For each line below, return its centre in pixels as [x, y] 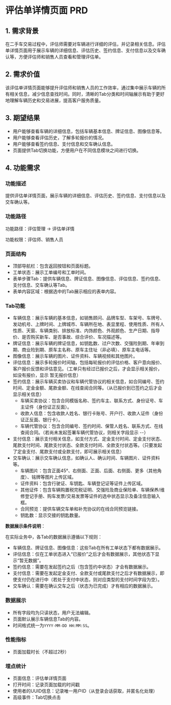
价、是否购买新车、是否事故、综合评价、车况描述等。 [68, 337]
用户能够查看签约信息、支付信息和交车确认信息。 [64, 144]
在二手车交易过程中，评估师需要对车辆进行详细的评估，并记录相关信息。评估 [85, 44]
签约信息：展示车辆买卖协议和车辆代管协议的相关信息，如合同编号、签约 [88, 382]
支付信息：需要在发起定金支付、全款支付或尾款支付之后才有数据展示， [86, 573]
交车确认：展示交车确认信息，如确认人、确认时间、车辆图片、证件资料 [86, 458]
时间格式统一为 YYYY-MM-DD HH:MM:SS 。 [52, 625]
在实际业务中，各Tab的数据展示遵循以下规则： [54, 537]
